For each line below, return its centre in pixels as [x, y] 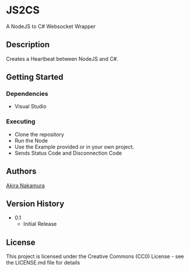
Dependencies [27, 94]
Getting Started [35, 77]
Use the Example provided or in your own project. [74, 147]
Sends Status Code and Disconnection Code [68, 153]
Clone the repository [39, 134]
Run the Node [31, 140]
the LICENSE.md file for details [43, 263]
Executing [21, 121]
